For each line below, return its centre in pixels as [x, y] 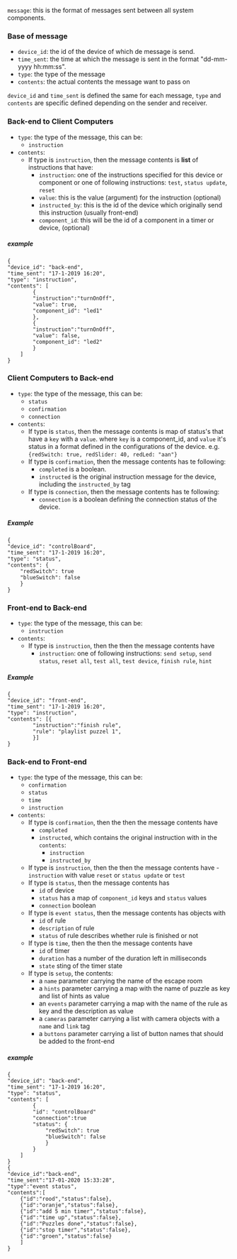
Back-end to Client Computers [60, 121]
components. [27, 18]
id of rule [52, 921]
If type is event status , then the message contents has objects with [127, 913]
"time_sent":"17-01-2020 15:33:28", [61, 1181]
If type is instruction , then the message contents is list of [113, 160]
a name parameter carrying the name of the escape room [121, 981]
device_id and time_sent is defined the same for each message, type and [114, 96]
